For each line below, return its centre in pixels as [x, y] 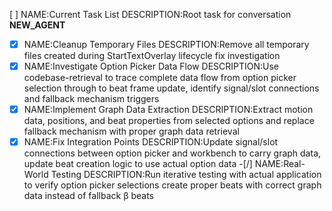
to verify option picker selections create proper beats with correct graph [172, 185]
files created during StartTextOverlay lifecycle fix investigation [152, 56]
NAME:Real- [280, 164]
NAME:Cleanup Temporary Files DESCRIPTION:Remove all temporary [166, 44]
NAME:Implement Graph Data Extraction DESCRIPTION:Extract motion [168, 110]
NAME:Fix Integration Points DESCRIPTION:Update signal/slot [151, 142]
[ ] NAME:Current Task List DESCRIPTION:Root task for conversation [150, 14]
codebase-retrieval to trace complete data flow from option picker [160, 78]
